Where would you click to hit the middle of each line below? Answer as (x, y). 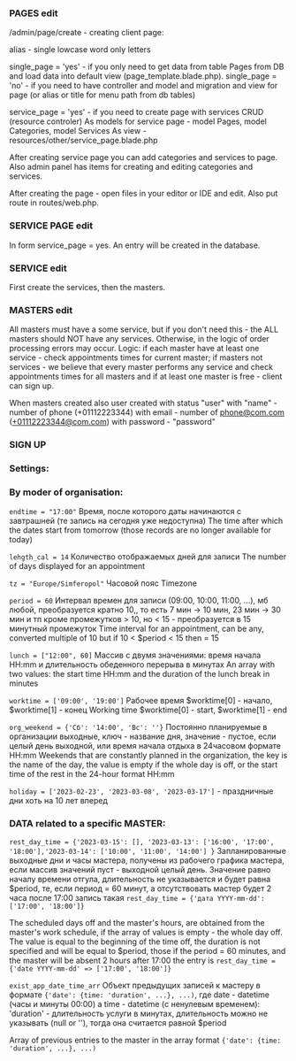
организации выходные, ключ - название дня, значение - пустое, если (143, 736)
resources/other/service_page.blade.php (83, 141)
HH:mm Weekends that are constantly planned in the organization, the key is (148, 756)
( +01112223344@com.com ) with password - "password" (113, 422)
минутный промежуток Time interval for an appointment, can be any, (137, 629)
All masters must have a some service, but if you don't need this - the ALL (144, 329)
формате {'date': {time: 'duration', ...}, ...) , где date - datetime (139, 995)
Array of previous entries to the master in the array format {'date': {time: (145, 1040)
